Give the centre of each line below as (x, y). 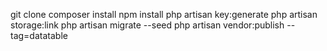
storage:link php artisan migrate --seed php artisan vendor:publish (147, 25)
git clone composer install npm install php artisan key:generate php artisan (164, 14)
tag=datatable (39, 35)
